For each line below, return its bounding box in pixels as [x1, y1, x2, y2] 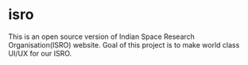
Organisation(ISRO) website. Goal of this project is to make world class [8, 40, 240, 49]
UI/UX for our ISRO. [8, 48, 72, 58]
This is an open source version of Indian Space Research [8, 32, 195, 41]
